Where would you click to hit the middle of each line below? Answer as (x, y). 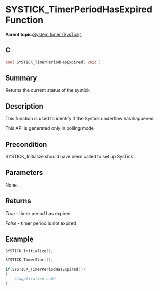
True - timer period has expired (38, 213)
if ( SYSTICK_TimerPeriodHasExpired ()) (45, 269)
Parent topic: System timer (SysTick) (44, 34)
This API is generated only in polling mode (50, 128)
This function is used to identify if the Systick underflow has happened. (80, 119)
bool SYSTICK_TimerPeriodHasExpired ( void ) (53, 62)
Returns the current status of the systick (48, 90)
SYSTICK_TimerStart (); (29, 260)
